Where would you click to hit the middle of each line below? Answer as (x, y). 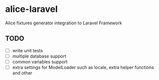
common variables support (40, 62)
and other (22, 73)
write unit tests (28, 50)
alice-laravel (32, 9)
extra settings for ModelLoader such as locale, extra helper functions (83, 67)
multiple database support (39, 56)
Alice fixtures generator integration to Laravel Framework (64, 23)
